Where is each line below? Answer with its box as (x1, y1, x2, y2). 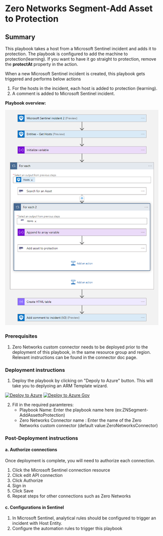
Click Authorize (12, 477, 43, 484)
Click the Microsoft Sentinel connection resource (12, 467, 110, 473)
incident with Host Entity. (12, 520, 62, 526)
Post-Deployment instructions (5, 434, 78, 441)
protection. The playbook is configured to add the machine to (5, 51, 128, 57)
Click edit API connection (12, 472, 63, 478)
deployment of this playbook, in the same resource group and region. (12, 349, 151, 355)
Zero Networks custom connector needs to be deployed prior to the (12, 344, 148, 350)
